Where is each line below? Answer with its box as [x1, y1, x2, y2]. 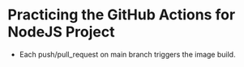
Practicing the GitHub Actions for [7, 6, 236, 24]
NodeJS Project [7, 23, 115, 41]
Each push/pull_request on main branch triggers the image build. [19, 49, 236, 59]
